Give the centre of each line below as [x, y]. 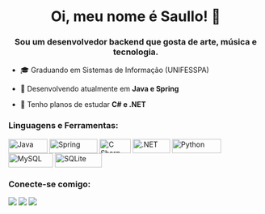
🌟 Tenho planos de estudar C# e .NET [83, 105]
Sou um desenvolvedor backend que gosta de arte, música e [136, 42]
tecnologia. [136, 52]
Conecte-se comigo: [50, 184]
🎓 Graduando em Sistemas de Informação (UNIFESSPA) [115, 70]
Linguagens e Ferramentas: [63, 126]
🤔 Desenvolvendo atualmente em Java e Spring [99, 89]
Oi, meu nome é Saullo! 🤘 [136, 17]
